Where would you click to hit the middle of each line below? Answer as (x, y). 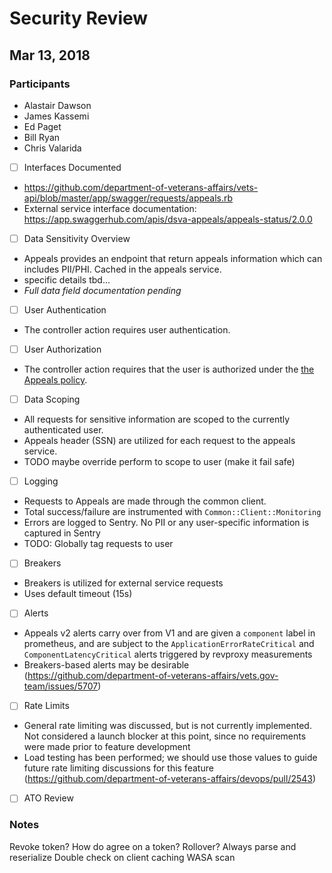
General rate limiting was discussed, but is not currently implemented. (167, 726)
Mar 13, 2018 (50, 55)
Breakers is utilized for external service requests (123, 583)
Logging (41, 481)
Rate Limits (46, 706)
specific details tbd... (67, 280)
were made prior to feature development (107, 747)
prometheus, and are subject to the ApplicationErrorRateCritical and (169, 644)
